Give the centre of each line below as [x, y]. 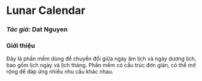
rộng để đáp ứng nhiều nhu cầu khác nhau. [60, 72]
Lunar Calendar [46, 11]
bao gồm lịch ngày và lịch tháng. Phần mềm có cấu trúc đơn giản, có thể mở [101, 65]
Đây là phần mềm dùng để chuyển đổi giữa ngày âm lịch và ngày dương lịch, [101, 59]
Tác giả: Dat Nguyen [37, 30]
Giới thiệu [21, 46]
